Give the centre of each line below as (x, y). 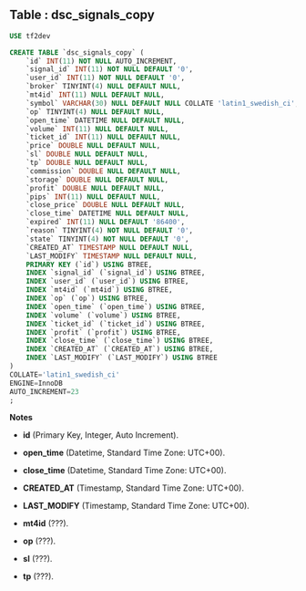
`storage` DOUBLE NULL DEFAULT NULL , (97, 180)
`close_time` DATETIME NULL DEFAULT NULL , (107, 213)
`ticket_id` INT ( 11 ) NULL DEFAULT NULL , (103, 137)
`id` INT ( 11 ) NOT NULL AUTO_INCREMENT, (102, 61)
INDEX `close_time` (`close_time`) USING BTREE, (120, 341)
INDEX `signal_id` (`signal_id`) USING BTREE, (116, 273)
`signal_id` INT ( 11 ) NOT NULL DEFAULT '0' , (110, 69)
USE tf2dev (30, 36)
